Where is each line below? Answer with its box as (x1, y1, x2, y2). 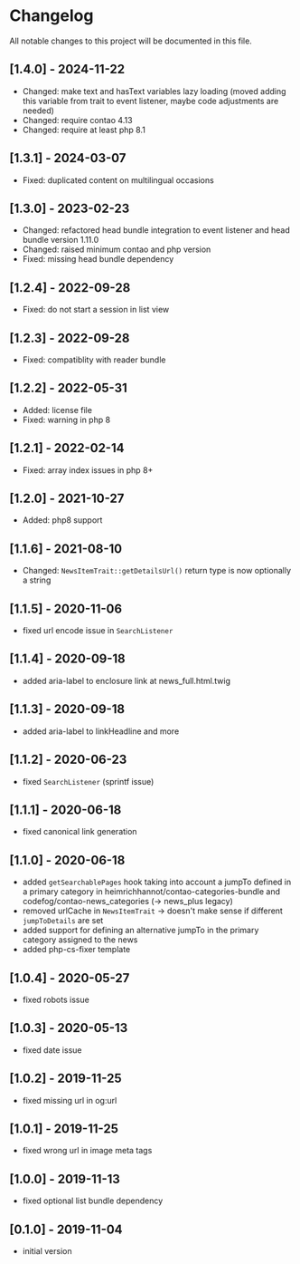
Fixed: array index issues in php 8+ (22, 464, 154, 476)
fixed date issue (22, 1044, 82, 1056)
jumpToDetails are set (22, 915, 104, 926)
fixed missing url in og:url (22, 1095, 117, 1105)
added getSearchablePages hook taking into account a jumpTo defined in (22, 876, 292, 888)
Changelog (9, 5, 94, 26)
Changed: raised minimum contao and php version (22, 244, 211, 255)
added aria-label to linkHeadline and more (22, 726, 180, 737)
